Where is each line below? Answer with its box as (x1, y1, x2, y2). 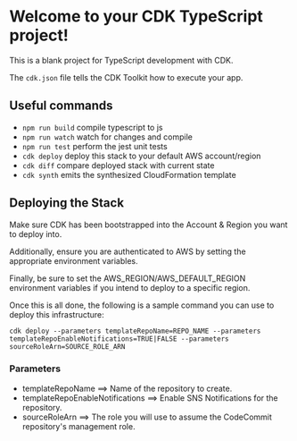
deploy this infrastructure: (9, 309, 104, 319)
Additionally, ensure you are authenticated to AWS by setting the (9, 246, 247, 257)
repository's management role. (21, 420, 136, 431)
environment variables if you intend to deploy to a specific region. (9, 282, 251, 293)
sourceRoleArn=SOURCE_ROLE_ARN (9, 342, 126, 351)
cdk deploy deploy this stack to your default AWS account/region (21, 150, 261, 161)
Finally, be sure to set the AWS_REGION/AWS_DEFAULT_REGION (9, 273, 246, 284)
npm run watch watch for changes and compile (21, 131, 194, 142)
